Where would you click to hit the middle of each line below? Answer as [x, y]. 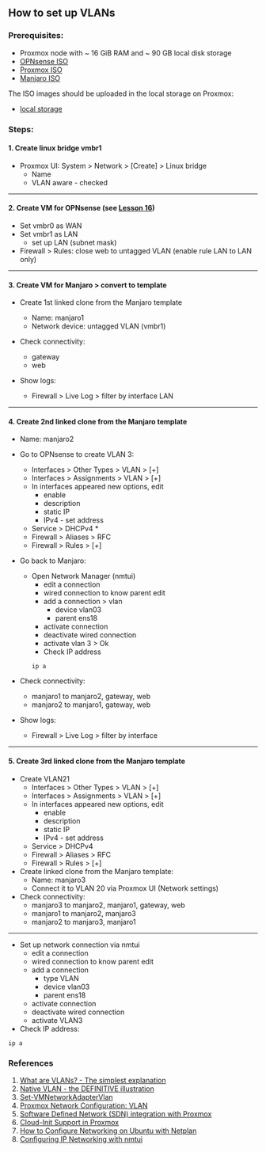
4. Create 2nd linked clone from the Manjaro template [98, 421]
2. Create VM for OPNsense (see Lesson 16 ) [82, 208]
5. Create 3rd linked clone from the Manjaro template [97, 761]
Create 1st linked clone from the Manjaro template [101, 302]
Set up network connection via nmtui [80, 945]
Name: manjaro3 [59, 880]
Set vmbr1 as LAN [49, 234]
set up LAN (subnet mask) [74, 243]
